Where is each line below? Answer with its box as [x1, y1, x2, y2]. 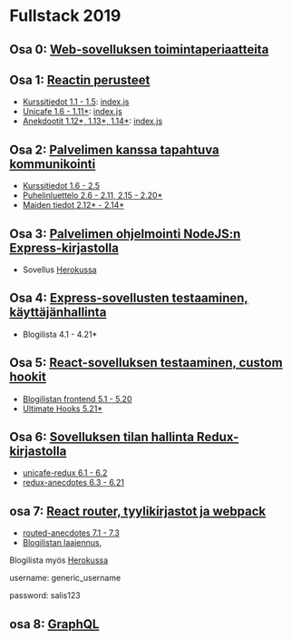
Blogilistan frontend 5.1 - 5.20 [22, 393, 132, 404]
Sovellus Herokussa [22, 264, 97, 275]
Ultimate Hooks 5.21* [22, 403, 102, 414]
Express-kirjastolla [9, 240, 120, 255]
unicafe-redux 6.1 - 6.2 [22, 468, 108, 478]
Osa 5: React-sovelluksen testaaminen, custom [9, 355, 283, 370]
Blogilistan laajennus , [22, 537, 102, 548]
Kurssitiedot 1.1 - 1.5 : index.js [22, 96, 130, 107]
